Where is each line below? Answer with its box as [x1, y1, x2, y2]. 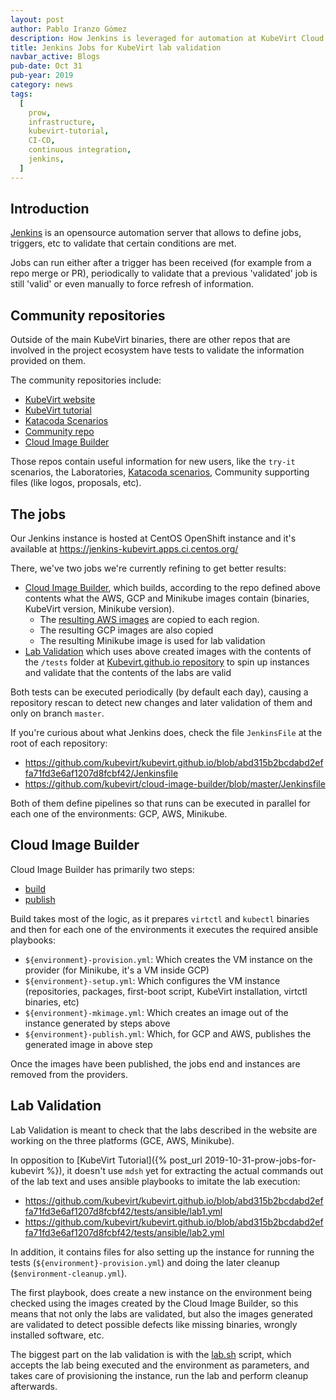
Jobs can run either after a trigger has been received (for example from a [10, 257, 312, 269]
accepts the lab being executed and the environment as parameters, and [10, 1359, 310, 1371]
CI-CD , [28, 136, 56, 146]
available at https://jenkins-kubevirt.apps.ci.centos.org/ [10, 543, 239, 555]
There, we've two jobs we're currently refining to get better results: [10, 562, 287, 575]
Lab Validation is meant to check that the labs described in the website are [10, 1124, 318, 1136]
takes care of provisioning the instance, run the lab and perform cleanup [10, 1369, 309, 1381]
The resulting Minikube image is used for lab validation [39, 635, 266, 647]
